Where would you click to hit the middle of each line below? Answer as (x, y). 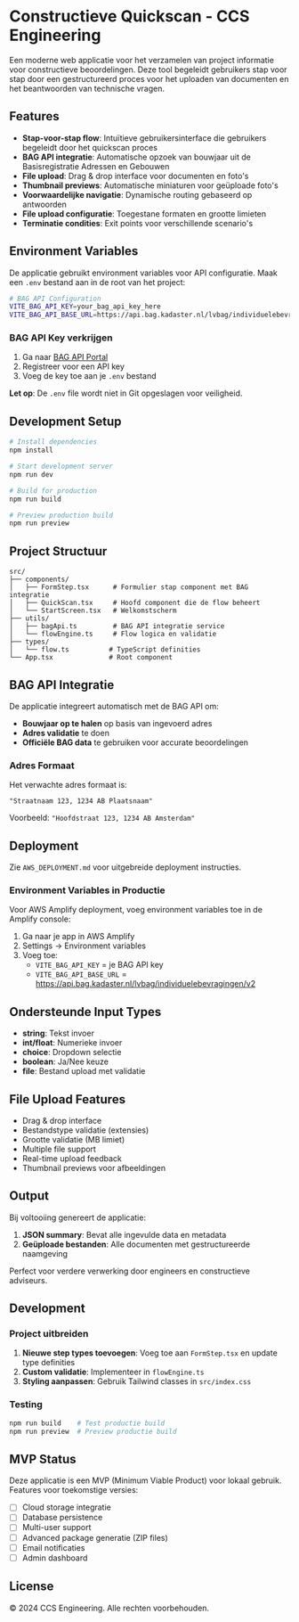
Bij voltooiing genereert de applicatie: (78, 1217)
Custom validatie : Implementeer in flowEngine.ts (113, 1372)
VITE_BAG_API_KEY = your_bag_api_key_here (85, 307)
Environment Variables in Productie (87, 890)
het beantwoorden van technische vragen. (87, 88)
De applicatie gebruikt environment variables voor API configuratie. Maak (143, 273)
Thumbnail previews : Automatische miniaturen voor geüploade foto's (150, 185)
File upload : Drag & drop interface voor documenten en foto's (135, 176)
